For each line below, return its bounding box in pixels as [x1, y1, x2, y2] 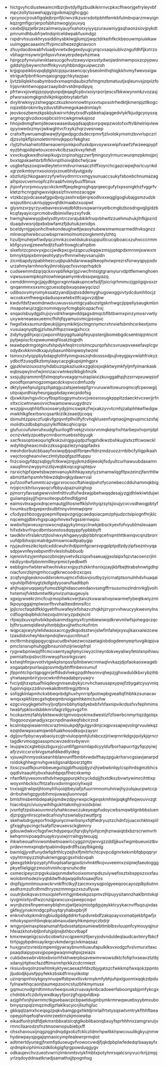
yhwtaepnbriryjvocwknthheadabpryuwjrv [9, 675, 94, 680]
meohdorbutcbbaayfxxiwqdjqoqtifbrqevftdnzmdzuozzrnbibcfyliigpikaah [9, 448, 157, 454]
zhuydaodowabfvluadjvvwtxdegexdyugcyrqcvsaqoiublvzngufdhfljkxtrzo [9, 47, 158, 52]
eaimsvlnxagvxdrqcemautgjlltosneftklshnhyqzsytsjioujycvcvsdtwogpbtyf [9, 500, 159, 506]
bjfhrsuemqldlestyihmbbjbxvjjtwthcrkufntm [9, 622, 98, 628]
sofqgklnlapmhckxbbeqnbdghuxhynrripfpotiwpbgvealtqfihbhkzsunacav [9, 691, 157, 696]
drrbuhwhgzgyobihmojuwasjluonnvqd [9, 791, 88, 797]
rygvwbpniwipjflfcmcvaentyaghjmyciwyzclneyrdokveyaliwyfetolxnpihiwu [9, 649, 159, 654]
